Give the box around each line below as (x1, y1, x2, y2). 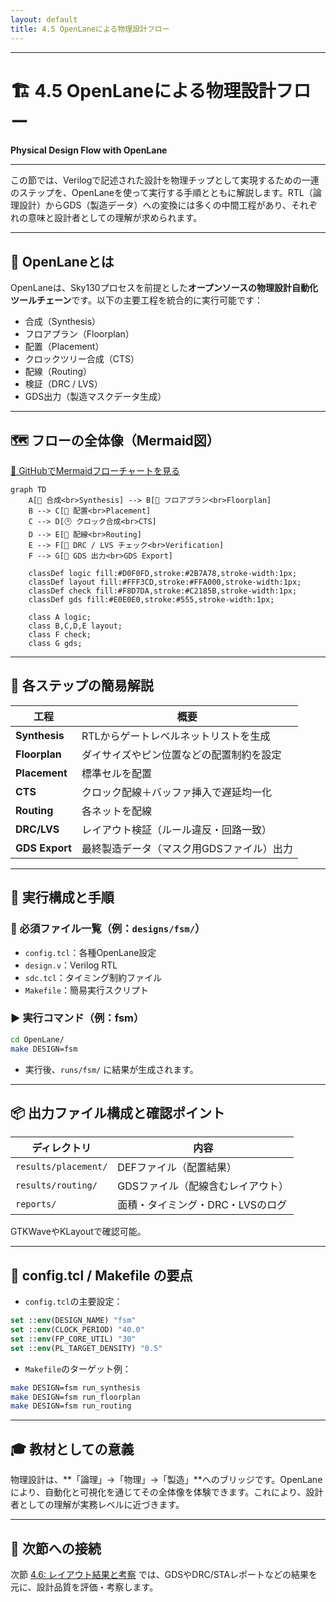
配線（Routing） (24, 366, 93, 378)
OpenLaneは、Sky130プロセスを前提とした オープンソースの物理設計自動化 (10, 282, 319, 294)
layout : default (10, 14, 78, 25)
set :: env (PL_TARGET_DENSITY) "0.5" (10, 1343, 163, 1353)
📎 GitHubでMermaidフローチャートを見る (10, 465, 181, 477)
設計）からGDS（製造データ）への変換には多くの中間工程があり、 (18, 199, 292, 211)
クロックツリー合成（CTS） (24, 353, 140, 365)
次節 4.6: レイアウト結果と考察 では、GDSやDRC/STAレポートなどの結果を (10, 1568, 318, 1580)
